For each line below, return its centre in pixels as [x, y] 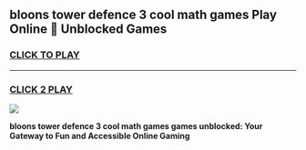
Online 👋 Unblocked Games [88, 30]
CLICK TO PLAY [45, 55]
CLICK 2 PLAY [41, 89]
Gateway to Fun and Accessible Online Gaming [100, 135]
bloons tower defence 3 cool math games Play [143, 15]
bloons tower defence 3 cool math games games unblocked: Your [136, 125]
